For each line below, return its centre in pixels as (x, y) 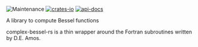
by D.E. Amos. (23, 38)
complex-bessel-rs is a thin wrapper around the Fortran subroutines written (99, 32)
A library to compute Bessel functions (53, 20)
